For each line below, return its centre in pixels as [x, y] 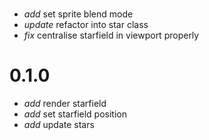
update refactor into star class [86, 25]
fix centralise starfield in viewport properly [111, 35]
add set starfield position [75, 114]
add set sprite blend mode [78, 14]
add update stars [59, 125]
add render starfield [65, 104]
